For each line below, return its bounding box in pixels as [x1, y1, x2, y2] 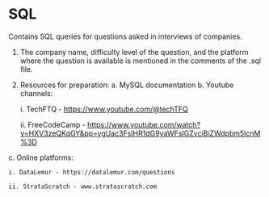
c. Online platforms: [8, 153, 74, 162]
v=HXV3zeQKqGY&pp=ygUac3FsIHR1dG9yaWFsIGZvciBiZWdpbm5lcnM [19, 128, 261, 138]
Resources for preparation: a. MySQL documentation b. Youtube [19, 80, 234, 90]
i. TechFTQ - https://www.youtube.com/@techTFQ [19, 104, 188, 114]
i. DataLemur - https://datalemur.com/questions [8, 168, 175, 176]
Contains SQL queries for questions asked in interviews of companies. [8, 31, 242, 41]
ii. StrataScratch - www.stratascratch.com [8, 182, 158, 191]
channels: [19, 88, 53, 98]
